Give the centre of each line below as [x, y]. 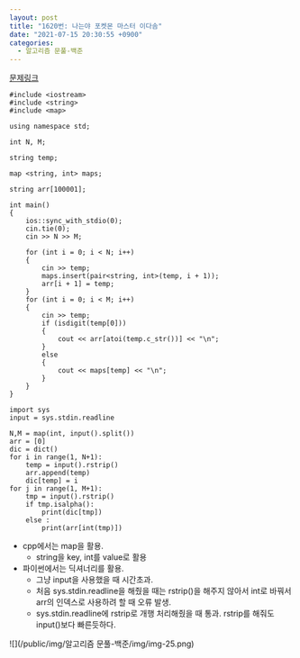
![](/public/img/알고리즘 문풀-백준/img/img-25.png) [102, 644]
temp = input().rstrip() [72, 465]
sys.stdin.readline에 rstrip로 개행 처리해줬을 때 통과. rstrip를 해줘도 [155, 614]
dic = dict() [34, 450]
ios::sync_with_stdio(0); [74, 221]
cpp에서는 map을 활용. [63, 546]
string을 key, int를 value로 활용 [91, 557]
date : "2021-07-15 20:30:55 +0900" [76, 34]
